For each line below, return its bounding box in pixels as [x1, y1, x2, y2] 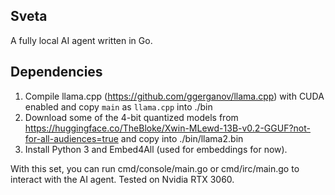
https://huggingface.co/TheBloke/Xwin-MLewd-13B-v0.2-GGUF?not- [24, 122, 311, 134]
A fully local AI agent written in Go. [10, 34, 153, 46]
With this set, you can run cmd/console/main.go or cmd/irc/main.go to [10, 162, 300, 174]
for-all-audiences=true [24, 132, 119, 144]
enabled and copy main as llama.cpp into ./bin [24, 100, 213, 113]
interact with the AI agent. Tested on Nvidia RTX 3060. [10, 173, 235, 185]
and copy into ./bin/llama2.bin [120, 132, 244, 144]
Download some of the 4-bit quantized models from [24, 111, 239, 123]
